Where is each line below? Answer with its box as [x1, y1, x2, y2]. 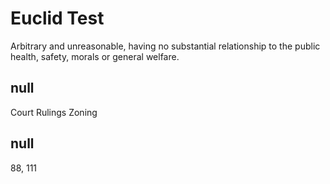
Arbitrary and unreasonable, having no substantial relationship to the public [10, 40, 321, 52]
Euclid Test [10, 7, 105, 30]
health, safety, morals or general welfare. [10, 50, 180, 62]
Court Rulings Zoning [10, 106, 98, 118]
